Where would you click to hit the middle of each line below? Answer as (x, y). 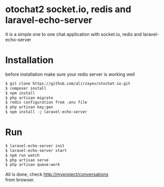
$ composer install (26, 88)
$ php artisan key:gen (29, 107)
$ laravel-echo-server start (36, 150)
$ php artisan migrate (29, 98)
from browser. (20, 180)
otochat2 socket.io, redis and (68, 9)
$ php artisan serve (27, 160)
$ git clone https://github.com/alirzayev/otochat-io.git (68, 83)
